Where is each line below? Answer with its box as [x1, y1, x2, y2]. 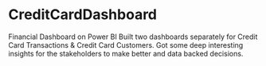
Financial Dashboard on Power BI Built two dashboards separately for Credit [8, 32, 258, 41]
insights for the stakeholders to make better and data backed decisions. [8, 49, 244, 58]
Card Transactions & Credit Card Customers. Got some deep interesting [8, 40, 244, 49]
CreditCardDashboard [8, 6, 158, 24]
